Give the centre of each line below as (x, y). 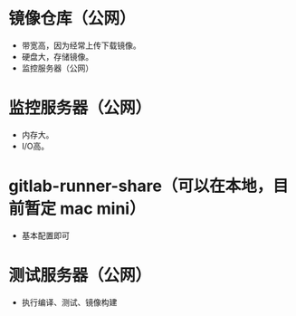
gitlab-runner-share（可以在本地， (141, 186)
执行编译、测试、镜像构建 (69, 302)
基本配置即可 (45, 235)
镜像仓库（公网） (72, 19)
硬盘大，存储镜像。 (57, 56)
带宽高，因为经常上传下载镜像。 (81, 45)
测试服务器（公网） (80, 275)
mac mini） (102, 209)
